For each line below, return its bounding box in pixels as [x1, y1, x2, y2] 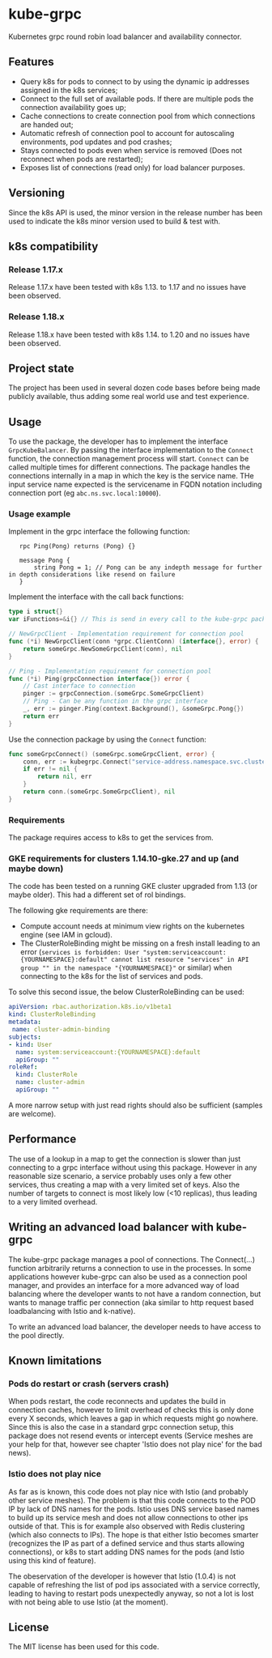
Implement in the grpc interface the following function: [8, 527, 190, 537]
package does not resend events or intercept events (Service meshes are [8, 1431, 253, 1441]
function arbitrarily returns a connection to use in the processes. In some [8, 1263, 252, 1273]
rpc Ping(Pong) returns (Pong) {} [19, 542, 136, 551]
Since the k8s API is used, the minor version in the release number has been [8, 207, 263, 217]
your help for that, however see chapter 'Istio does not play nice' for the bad [8, 1439, 263, 1449]
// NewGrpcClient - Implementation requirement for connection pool [8, 630, 244, 638]
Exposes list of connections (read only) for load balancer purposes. [19, 163, 245, 172]
